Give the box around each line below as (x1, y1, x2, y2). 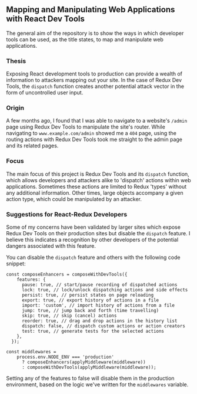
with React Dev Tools (6, 14, 85, 24)
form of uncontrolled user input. (6, 89, 84, 96)
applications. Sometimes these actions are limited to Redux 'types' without (6, 183, 187, 190)
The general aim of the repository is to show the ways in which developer (6, 29, 184, 37)
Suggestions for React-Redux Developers (6, 210, 128, 218)
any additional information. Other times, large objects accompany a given (6, 189, 183, 196)
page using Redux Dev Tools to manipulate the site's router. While (6, 123, 166, 130)
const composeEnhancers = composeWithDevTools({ (6, 271, 128, 277)
